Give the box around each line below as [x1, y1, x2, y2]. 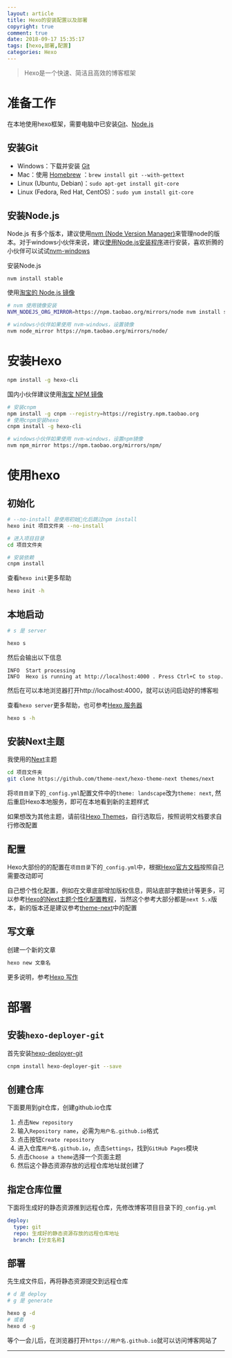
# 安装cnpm [7, 403, 37, 411]
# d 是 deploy [7, 1291, 47, 1298]
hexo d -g [7, 1323, 36, 1330]
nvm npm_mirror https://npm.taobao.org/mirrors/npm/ [7, 442, 162, 449]
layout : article [7, 10, 54, 17]
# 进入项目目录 [7, 535, 45, 542]
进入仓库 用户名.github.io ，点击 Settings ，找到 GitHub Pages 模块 [17, 1144, 199, 1152]
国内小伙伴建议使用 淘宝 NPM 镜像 [7, 389, 104, 398]
